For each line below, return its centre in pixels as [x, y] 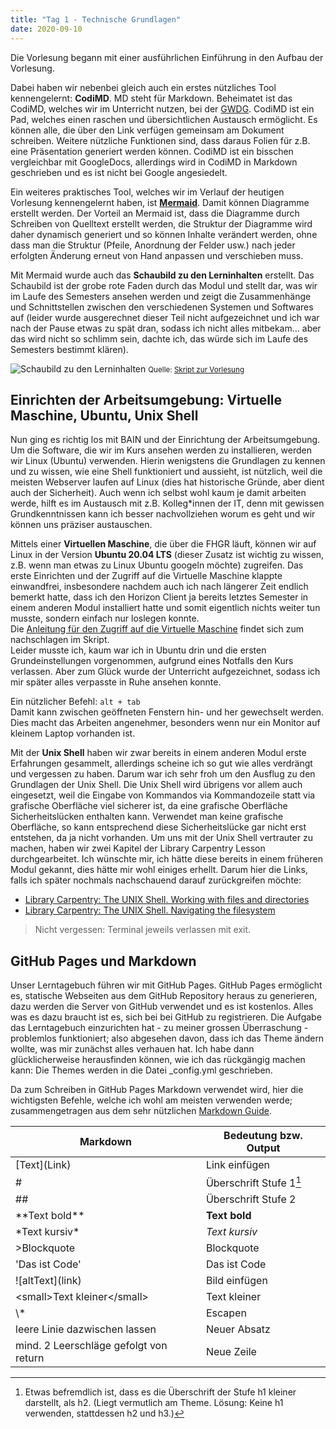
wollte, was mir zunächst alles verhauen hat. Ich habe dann [132, 1049]
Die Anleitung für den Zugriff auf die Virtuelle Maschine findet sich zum [157, 629]
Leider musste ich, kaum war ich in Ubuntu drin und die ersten [138, 650]
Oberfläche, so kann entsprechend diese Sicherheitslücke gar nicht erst [158, 827]
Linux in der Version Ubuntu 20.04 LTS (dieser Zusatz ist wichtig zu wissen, [167, 555]
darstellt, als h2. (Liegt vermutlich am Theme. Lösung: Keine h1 [154, 1403]
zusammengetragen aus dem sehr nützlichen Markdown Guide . [141, 1111]
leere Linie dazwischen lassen [86, 1329]
